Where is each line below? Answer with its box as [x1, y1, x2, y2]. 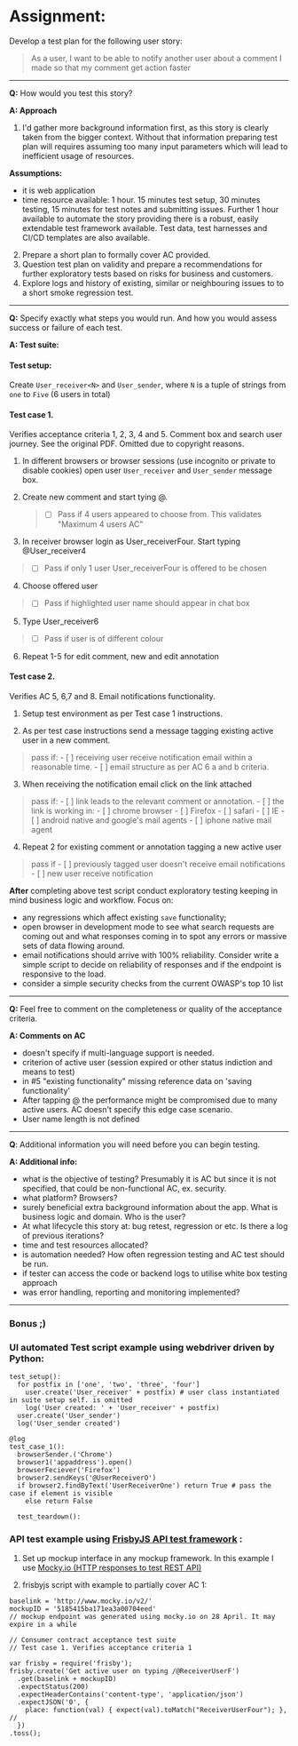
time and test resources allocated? [21, 1240, 149, 1250]
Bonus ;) [9, 1317, 47, 1329]
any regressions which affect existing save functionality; [21, 912, 227, 922]
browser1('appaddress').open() [17, 1458, 133, 1467]
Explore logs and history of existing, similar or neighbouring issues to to [21, 277, 285, 288]
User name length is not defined [21, 1113, 140, 1124]
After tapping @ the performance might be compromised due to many [21, 1095, 278, 1105]
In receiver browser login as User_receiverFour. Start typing [21, 536, 241, 547]
